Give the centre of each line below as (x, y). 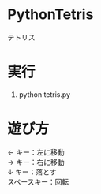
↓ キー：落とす (32, 172)
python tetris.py (45, 94)
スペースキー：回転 (38, 181)
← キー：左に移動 (36, 152)
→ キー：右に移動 (36, 162)
